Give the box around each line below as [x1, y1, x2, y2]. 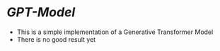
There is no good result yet [16, 35, 96, 43]
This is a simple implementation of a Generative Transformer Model [16, 28, 214, 36]
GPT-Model [6, 4, 76, 21]
